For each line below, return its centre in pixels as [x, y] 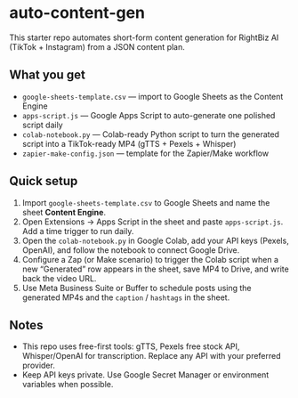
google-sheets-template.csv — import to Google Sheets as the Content [153, 96]
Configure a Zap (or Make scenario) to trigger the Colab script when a [150, 259]
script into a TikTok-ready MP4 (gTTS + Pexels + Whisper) [129, 143]
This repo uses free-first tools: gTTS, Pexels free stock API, [131, 346]
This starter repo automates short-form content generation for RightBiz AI [144, 37]
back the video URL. [59, 278]
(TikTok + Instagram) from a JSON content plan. [97, 46]
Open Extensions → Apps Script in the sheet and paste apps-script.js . [153, 222]
